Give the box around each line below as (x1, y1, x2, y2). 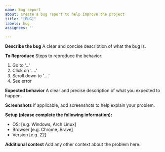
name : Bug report (5, 7, 41, 12)
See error (12, 78, 32, 84)
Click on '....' (12, 67, 38, 74)
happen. (5, 93, 22, 99)
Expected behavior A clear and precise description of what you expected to (5, 88, 161, 93)
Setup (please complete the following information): (5, 112, 113, 118)
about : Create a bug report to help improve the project (5, 12, 125, 17)
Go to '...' (12, 62, 31, 68)
